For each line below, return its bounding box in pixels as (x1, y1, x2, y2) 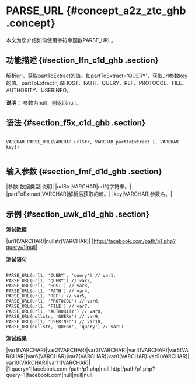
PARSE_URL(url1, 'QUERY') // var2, (6, 278, 93, 284)
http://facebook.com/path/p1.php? (93, 238, 176, 245)
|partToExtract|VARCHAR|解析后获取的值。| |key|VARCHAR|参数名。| (6, 190, 172, 197)
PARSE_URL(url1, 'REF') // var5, (6, 293, 88, 299)
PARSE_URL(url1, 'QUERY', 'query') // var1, (6, 273, 116, 279)
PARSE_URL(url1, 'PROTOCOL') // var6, (6, 299, 100, 304)
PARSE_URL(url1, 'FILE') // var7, (6, 303, 90, 310)
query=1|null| (6, 244, 38, 251)
